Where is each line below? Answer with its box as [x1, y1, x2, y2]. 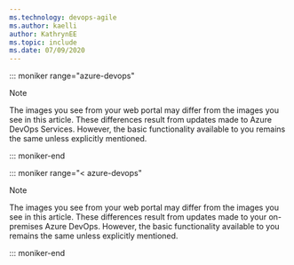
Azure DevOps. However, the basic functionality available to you [44, 221, 280, 232]
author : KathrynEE [9, 29, 77, 38]
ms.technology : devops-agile [9, 12, 117, 22]
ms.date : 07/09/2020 [9, 46, 86, 55]
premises [9, 221, 44, 232]
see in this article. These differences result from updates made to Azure [9, 115, 273, 125]
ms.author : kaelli [9, 21, 77, 30]
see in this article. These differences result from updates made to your [9, 212, 267, 222]
